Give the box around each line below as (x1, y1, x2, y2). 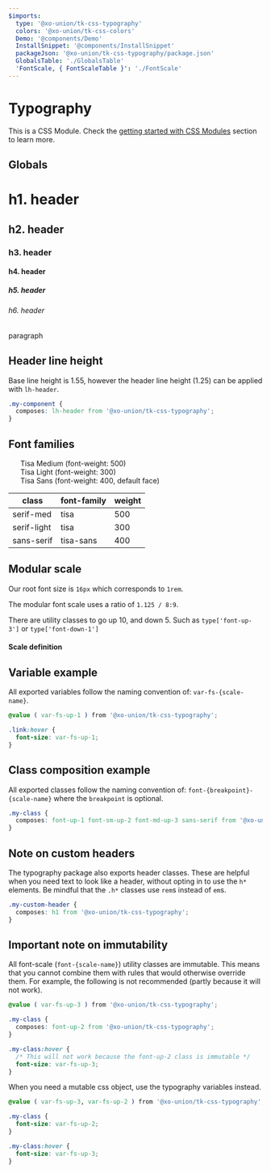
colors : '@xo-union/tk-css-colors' (15, 27, 135, 35)
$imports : (8, 11, 42, 20)
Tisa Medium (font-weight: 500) (19, 458, 127, 468)
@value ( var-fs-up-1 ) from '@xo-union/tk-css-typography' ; (8, 711, 219, 719)
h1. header (8, 191, 79, 209)
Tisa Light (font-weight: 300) (19, 467, 116, 477)
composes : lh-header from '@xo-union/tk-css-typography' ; (15, 407, 215, 416)
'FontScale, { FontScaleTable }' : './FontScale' (15, 65, 182, 73)
